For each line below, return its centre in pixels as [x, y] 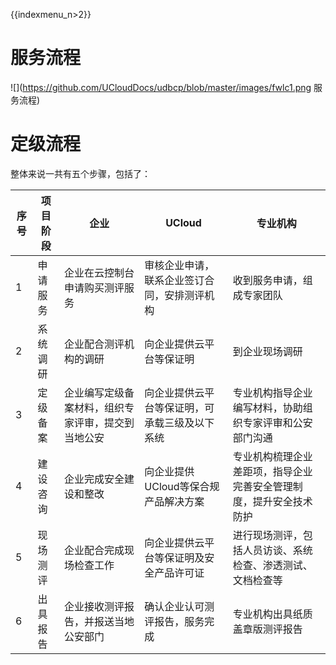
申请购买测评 [94, 287]
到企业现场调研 [267, 351]
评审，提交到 [104, 422]
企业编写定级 [94, 392]
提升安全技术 [282, 501]
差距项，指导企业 [272, 471]
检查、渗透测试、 [272, 565]
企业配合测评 [94, 344]
